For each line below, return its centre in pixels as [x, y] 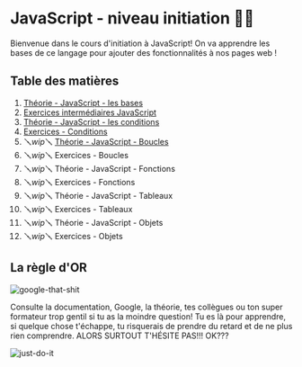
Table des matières [65, 81]
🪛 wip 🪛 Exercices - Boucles [76, 155]
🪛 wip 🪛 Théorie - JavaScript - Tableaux [98, 195]
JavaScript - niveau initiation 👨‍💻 [133, 18]
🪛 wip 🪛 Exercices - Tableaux [78, 209]
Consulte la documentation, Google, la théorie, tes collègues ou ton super [147, 307]
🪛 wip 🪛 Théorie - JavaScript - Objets [93, 222]
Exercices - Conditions [65, 131]
